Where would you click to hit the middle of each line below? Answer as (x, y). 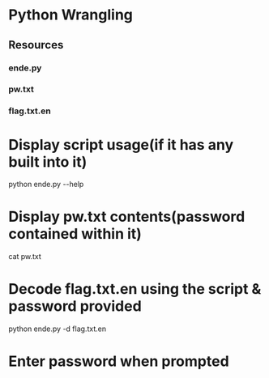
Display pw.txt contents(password (127, 217)
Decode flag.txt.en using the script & (135, 289)
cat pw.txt (25, 257)
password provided (75, 306)
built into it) (48, 161)
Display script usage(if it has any (121, 144)
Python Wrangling (71, 15)
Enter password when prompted (119, 361)
